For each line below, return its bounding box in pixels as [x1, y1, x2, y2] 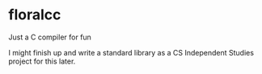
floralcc [8, 6, 61, 24]
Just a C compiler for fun [8, 32, 91, 42]
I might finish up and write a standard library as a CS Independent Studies [8, 47, 255, 57]
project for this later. [8, 56, 76, 66]
